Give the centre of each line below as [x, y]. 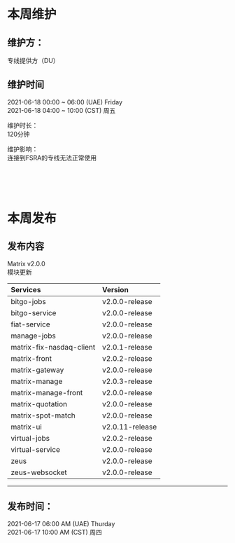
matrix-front [31, 358]
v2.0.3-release [127, 381]
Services [26, 289]
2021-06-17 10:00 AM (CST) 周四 [55, 532]
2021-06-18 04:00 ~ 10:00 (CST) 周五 [62, 110]
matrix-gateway [37, 370]
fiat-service [30, 324]
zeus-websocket [39, 472]
